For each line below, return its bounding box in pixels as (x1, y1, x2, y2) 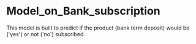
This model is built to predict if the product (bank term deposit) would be (6, 24, 190, 31)
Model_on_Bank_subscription (6, 4, 160, 18)
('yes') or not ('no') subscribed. (6, 30, 86, 37)
